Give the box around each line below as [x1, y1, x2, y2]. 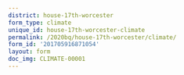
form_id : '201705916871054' [8, 41, 100, 48]
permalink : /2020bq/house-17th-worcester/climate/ [8, 33, 177, 41]
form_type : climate [8, 19, 72, 27]
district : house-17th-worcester [8, 11, 114, 20]
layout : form [8, 48, 51, 55]
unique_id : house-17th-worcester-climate [8, 26, 146, 34]
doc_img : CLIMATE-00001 [8, 55, 86, 63]
